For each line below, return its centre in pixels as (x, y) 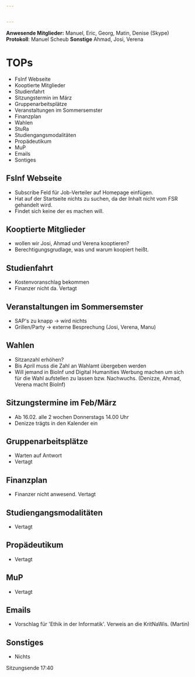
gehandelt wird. (33, 205)
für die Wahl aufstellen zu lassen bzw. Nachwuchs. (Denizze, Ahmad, (98, 378)
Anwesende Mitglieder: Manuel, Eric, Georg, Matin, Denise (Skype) (88, 33)
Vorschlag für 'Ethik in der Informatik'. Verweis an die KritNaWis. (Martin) (102, 624)
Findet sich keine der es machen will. (59, 211)
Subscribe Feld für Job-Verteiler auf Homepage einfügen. (84, 192)
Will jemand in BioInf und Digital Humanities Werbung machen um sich (99, 372)
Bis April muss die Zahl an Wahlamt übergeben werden (81, 366)
